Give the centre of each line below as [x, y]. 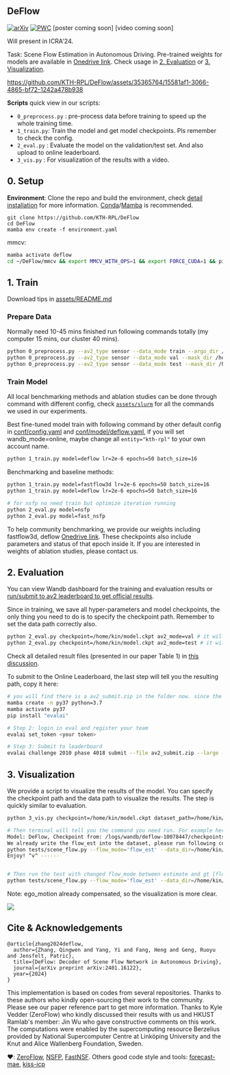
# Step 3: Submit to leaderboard [55, 747]
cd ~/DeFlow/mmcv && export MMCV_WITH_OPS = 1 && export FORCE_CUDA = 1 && [111, 261]
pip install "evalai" [38, 715]
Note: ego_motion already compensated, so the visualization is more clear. [112, 894]
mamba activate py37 [37, 709]
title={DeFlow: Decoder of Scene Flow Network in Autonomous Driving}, [118, 962]
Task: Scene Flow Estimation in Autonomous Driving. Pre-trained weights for [115, 54]
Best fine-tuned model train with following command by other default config [114, 425]
